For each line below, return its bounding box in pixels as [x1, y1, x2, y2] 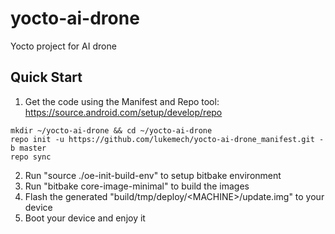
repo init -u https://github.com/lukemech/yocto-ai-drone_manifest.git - [10, 134, 325, 144]
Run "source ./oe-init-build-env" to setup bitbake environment [24, 169, 282, 181]
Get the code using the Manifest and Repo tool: [24, 95, 220, 107]
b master [10, 143, 47, 153]
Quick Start [10, 69, 83, 86]
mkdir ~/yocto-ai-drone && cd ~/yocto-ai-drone [10, 125, 213, 136]
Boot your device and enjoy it [24, 212, 146, 224]
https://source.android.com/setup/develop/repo [24, 106, 223, 118]
